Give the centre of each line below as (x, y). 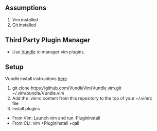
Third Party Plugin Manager (48, 40)
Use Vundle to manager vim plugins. (48, 52)
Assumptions (26, 8)
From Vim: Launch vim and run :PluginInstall (56, 118)
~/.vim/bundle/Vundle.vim (38, 93)
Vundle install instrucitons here (36, 79)
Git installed (24, 25)
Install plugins (26, 109)
